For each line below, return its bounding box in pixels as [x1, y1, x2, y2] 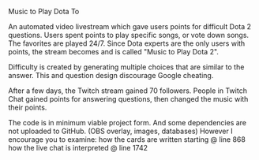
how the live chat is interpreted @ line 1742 [8, 143, 148, 152]
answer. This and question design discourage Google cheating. [8, 71, 214, 80]
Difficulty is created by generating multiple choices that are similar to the [8, 62, 245, 72]
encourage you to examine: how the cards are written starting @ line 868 [8, 135, 246, 144]
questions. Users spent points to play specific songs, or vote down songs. [8, 31, 250, 39]
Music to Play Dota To [8, 7, 80, 16]
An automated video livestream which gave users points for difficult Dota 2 [8, 22, 251, 31]
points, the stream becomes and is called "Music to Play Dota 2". [8, 47, 220, 56]
